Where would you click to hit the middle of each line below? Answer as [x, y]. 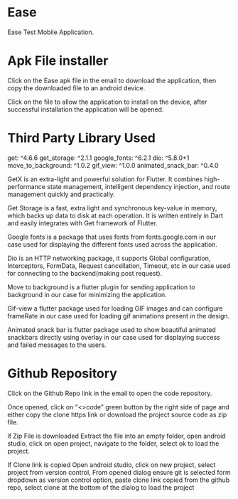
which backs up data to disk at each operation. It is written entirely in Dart [115, 215]
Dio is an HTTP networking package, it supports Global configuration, [109, 258]
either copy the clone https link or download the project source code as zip [117, 414]
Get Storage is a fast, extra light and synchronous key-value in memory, [112, 208]
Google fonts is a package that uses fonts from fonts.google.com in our [112, 237]
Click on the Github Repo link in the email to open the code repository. [110, 393]
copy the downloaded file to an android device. [76, 88]
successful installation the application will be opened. [86, 109]
